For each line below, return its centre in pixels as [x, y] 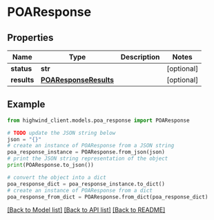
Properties [30, 38]
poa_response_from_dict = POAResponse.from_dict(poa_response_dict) [108, 197]
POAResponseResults [77, 80]
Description [140, 57]
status [21, 68]
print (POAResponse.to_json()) [51, 165]
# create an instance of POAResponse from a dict [80, 190]
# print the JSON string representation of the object [88, 159]
